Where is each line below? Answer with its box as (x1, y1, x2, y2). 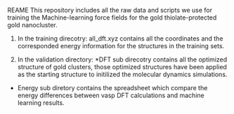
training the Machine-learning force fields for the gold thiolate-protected (7, 13, 217, 22)
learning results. (17, 99, 65, 107)
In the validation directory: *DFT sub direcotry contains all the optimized (17, 55, 228, 64)
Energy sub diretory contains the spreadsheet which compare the (17, 84, 208, 92)
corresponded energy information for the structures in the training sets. (17, 42, 225, 50)
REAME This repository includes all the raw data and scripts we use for (7, 6, 213, 14)
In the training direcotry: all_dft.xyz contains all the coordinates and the (17, 34, 223, 43)
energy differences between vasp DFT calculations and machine (17, 91, 205, 99)
